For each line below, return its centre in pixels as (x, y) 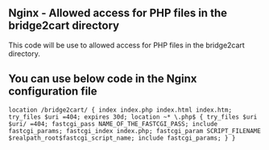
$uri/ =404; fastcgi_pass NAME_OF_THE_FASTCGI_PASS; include (113, 124)
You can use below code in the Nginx (103, 79)
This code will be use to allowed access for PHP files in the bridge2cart (127, 45)
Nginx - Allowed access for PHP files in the (118, 13)
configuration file (53, 91)
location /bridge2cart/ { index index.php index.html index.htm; (120, 110)
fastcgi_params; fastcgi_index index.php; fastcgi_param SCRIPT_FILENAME (135, 131)
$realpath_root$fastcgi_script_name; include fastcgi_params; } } (122, 138)
